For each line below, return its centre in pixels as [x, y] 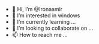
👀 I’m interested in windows [46, 15]
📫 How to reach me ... [40, 35]
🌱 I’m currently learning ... [44, 22]
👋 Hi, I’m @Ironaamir [37, 9]
